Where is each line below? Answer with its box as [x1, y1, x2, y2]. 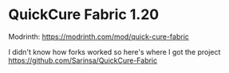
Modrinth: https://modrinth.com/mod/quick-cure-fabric [8, 32, 190, 41]
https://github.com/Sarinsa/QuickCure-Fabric [8, 56, 158, 65]
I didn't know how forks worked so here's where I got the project [8, 47, 221, 56]
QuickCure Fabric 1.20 [8, 6, 160, 24]
